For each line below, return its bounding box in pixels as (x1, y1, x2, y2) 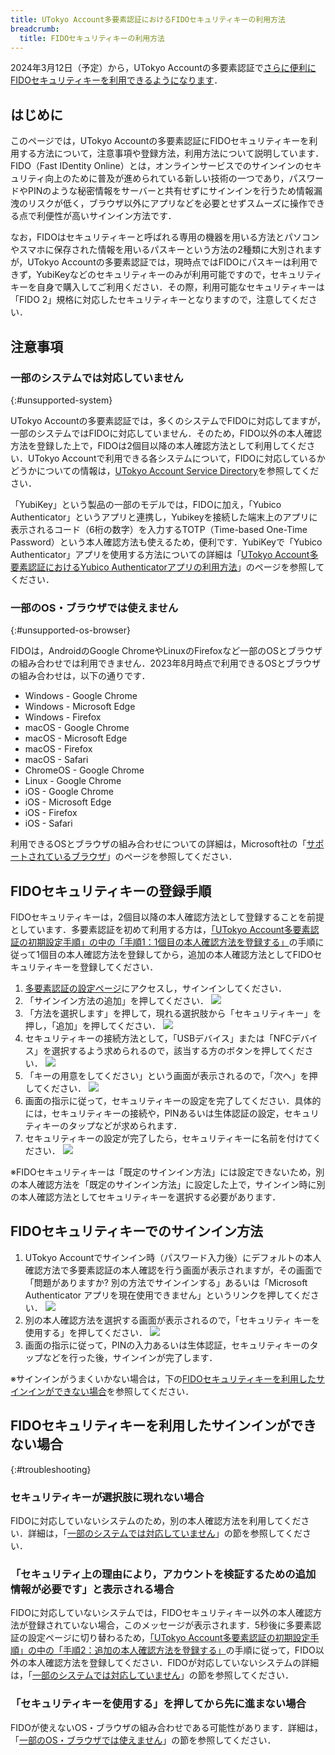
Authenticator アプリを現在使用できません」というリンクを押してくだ (24, 1289, 311, 1301)
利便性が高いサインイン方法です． (36, 210, 177, 222)
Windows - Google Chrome (24, 690, 138, 702)
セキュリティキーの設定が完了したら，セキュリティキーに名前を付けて (24, 1132, 313, 1144)
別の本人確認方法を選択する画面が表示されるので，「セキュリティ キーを (24, 1314, 321, 1326)
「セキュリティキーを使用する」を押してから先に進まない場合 (10, 1697, 307, 1711)
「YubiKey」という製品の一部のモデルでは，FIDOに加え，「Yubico (10, 498, 282, 510)
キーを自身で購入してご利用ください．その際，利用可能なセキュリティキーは (10, 281, 325, 293)
